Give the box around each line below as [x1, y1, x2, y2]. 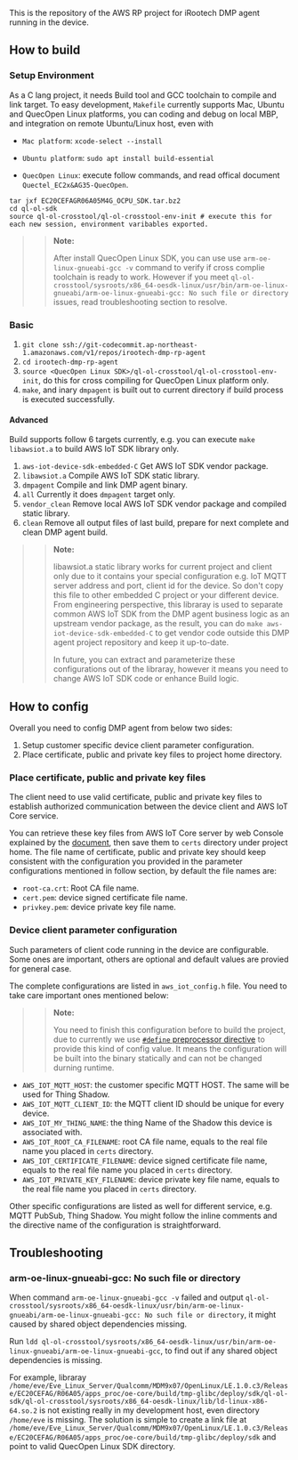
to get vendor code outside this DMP [155, 627, 290, 639]
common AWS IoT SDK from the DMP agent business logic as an [52, 609, 290, 619]
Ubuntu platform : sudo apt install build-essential [21, 152, 215, 163]
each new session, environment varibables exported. [9, 220, 209, 229]
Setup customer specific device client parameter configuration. [21, 740, 254, 750]
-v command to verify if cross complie [125, 262, 265, 272]
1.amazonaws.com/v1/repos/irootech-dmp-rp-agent [21, 348, 206, 357]
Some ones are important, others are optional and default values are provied [9, 954, 289, 964]
